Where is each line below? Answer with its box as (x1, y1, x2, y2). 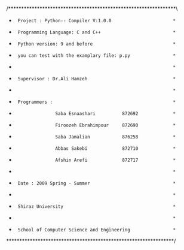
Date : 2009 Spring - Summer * (17, 180, 176, 186)
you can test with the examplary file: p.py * (17, 53, 176, 59)
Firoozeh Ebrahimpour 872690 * (55, 122, 176, 128)
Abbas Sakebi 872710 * (55, 146, 176, 152)
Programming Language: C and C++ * (17, 29, 176, 35)
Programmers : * (17, 99, 176, 105)
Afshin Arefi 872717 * (55, 157, 176, 163)
